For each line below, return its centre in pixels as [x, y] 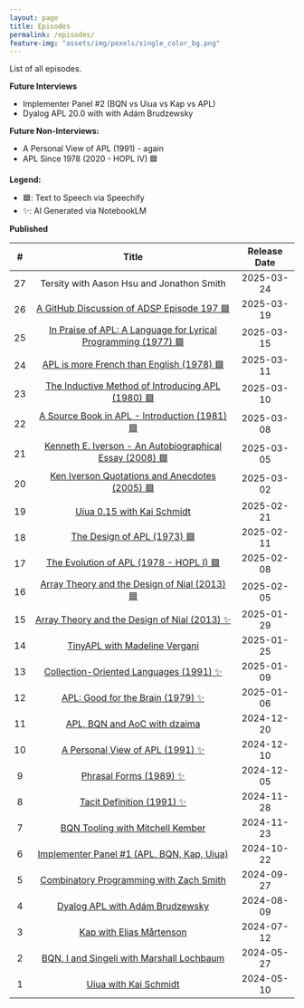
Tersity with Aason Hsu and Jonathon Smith [133, 283]
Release [265, 252]
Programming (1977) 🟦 [133, 342]
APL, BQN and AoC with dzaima [133, 724]
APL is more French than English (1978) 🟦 [133, 364]
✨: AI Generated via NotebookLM [85, 211]
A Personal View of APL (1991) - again [93, 149]
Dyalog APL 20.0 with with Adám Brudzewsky [108, 113]
